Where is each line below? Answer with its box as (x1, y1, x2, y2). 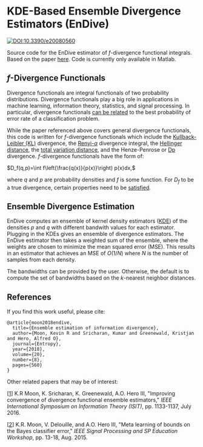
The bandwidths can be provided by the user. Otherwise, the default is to (7, 268, 190, 275)
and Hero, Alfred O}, (7, 335, 62, 342)
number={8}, (12, 357, 43, 363)
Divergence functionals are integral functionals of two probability (7, 89, 169, 96)
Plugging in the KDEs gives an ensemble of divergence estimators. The (7, 230, 184, 238)
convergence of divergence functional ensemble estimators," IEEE (7, 396, 172, 404)
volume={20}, (12, 352, 45, 358)
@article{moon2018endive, (7, 320, 72, 326)
